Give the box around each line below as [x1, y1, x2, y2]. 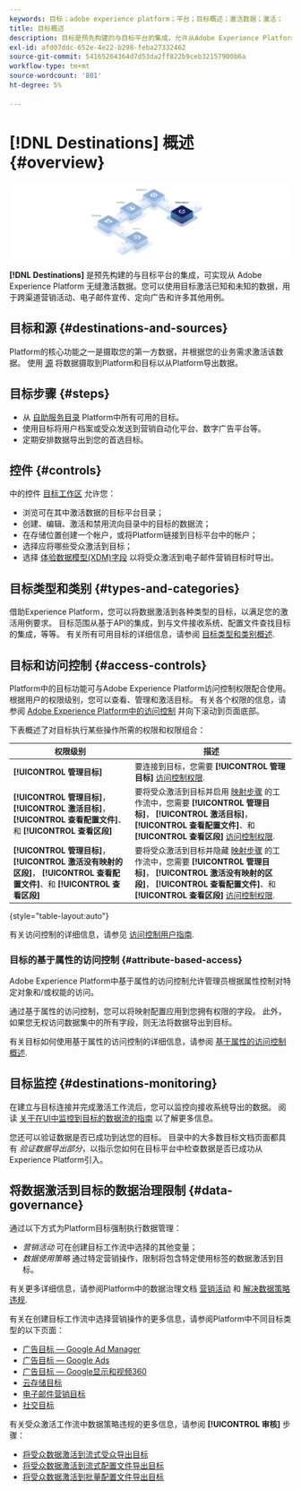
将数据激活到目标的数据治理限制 [9, 1183, 186, 1199]
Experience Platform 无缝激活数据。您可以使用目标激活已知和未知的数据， [9, 281, 283, 291]
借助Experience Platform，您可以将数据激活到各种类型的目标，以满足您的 [9, 606, 280, 618]
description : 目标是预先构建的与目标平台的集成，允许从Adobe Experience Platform [9, 33, 296, 42]
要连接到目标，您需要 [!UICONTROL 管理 [133, 760, 286, 771]
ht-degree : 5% [9, 81, 63, 90]
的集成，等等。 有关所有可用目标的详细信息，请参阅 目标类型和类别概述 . [9, 628, 275, 640]
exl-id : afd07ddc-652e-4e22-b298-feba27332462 [9, 43, 186, 52]
